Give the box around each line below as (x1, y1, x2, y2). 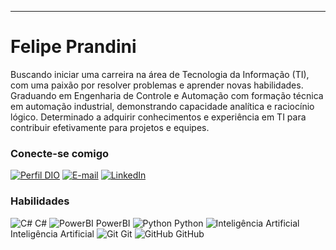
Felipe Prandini (10, 36, 137, 58)
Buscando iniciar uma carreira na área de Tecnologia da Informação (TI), (10, 68, 310, 80)
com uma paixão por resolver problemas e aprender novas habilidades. (10, 79, 304, 91)
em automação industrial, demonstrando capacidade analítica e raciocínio (10, 100, 315, 112)
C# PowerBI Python (34, 217, 204, 229)
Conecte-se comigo (10, 146, 110, 160)
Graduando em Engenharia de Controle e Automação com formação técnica (10, 89, 324, 101)
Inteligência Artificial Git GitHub (10, 227, 205, 240)
